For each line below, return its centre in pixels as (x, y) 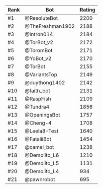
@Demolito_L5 (42, 163)
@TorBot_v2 (39, 42)
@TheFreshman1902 (50, 26)
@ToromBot (39, 50)
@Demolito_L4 (42, 171)
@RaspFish (38, 99)
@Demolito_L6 (42, 155)
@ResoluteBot (41, 18)
